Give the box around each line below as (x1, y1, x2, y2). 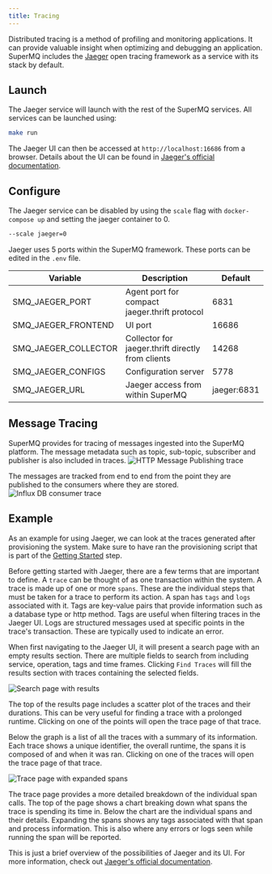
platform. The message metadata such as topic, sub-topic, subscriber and (8, 447, 257, 456)
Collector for (125, 333, 173, 344)
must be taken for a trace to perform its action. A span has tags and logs (8, 592, 251, 601)
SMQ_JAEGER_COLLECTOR (12, 343, 118, 354)
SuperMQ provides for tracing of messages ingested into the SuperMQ (8, 438, 244, 448)
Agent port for (125, 286, 180, 297)
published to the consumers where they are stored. (8, 479, 180, 490)
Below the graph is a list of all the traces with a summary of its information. (8, 732, 257, 741)
